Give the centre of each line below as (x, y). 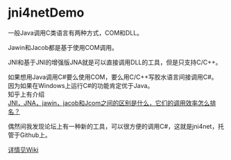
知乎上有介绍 (26, 94)
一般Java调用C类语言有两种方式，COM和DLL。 (76, 33)
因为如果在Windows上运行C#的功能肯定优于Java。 (81, 85)
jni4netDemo (46, 13)
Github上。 (35, 135)
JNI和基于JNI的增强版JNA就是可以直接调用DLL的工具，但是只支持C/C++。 (115, 62)
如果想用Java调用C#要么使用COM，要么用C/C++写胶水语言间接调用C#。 (113, 77)
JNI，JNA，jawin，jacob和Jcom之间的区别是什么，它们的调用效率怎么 (109, 103)
